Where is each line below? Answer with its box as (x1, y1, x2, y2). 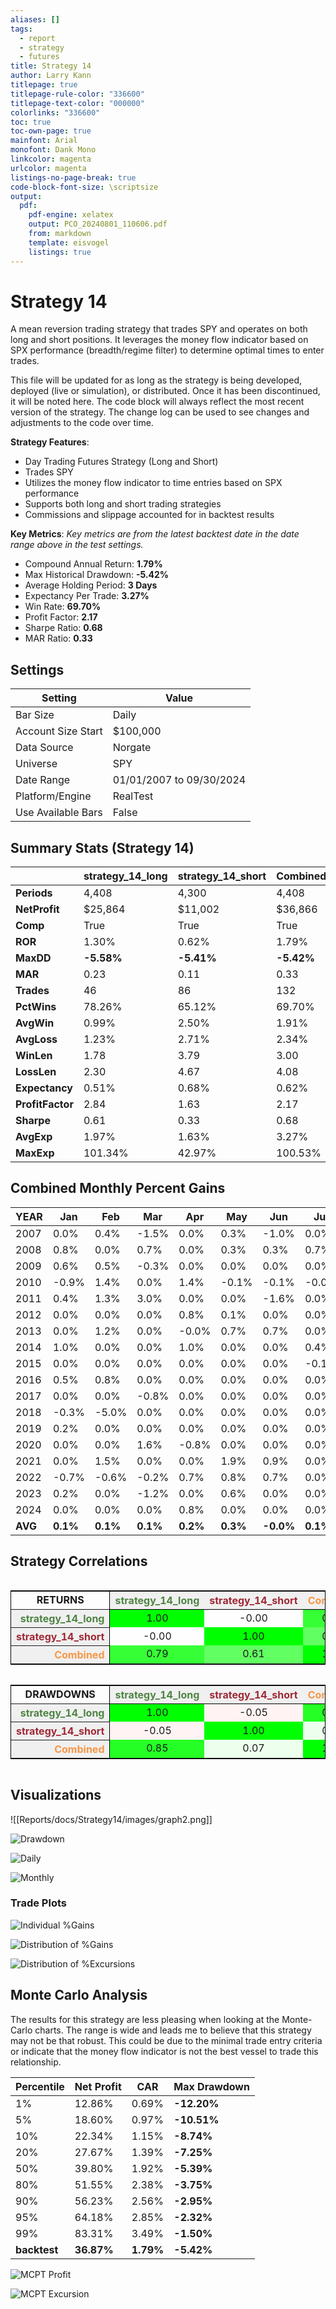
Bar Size (15, 708, 55, 722)
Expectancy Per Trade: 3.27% (24, 590, 150, 602)
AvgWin (15, 1016, 55, 1030)
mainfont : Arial (10, 136, 78, 146)
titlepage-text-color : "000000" (10, 98, 145, 108)
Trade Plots (10, 1896, 67, 1910)
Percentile (15, 2079, 65, 2093)
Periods (15, 886, 53, 900)
